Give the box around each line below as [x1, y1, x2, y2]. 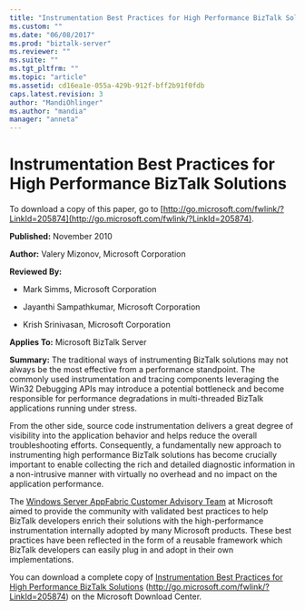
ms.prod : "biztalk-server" [9, 38, 112, 48]
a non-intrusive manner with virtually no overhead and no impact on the [9, 469, 278, 480]
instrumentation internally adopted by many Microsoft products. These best [9, 525, 292, 536]
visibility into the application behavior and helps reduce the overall [9, 430, 257, 442]
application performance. [9, 479, 104, 490]
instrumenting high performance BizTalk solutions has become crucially [9, 450, 278, 461]
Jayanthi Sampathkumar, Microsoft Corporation [22, 301, 201, 312]
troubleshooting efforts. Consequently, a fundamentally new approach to [9, 440, 281, 451]
